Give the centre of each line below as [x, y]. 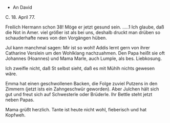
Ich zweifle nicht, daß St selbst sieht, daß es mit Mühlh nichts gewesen [80, 68]
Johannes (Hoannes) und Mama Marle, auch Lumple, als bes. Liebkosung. [84, 58]
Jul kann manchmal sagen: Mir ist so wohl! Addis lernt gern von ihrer [78, 48]
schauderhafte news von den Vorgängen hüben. [56, 38]
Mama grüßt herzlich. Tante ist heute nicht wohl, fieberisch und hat [76, 110]
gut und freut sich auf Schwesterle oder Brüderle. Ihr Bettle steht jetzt [79, 94]
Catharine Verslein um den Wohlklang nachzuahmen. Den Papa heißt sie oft [85, 53]
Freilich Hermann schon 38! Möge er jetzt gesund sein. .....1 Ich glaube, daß [85, 27]
